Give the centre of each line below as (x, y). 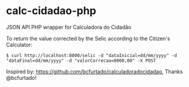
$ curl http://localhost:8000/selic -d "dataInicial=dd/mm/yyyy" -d (92, 55)
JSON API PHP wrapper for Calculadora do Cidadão (69, 27)
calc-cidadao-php (51, 11)
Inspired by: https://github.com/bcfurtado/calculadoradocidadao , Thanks (95, 71)
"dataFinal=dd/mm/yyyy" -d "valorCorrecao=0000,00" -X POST (81, 61)
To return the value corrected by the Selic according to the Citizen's (88, 38)
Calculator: (19, 45)
